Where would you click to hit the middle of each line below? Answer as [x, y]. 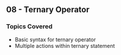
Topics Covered [29, 27]
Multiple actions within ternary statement [65, 46]
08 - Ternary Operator [48, 10]
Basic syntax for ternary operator [55, 39]
